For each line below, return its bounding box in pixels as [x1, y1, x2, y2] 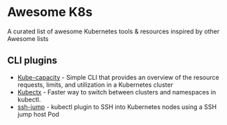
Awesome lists [7, 34, 49, 42]
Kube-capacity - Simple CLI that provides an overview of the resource [17, 73, 219, 81]
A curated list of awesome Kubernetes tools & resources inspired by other [7, 27, 220, 35]
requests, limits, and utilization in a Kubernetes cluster [17, 81, 173, 89]
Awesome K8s [7, 4, 93, 20]
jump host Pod [17, 110, 59, 118]
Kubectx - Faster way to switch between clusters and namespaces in [17, 87, 217, 96]
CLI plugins [7, 55, 58, 67]
